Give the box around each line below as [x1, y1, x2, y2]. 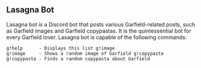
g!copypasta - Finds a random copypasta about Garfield [6, 55, 150, 62]
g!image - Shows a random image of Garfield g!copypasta [6, 51, 164, 57]
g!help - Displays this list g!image [6, 45, 115, 51]
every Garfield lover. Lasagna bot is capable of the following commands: [6, 33, 187, 41]
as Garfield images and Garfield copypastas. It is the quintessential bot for [6, 27, 192, 34]
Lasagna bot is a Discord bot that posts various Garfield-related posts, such [6, 20, 196, 28]
